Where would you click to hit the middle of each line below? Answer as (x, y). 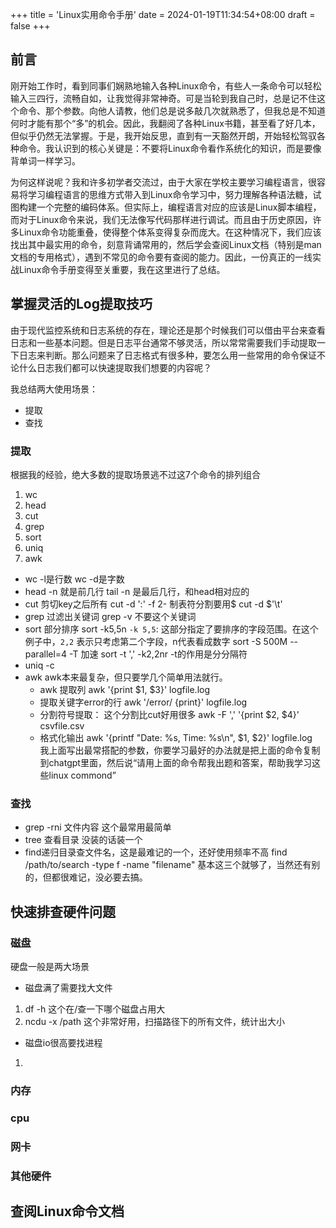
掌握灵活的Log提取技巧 (81, 304)
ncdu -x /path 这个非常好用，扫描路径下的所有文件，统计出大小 (154, 1021)
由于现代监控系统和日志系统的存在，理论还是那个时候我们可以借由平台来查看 (168, 330)
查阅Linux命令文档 (67, 1211)
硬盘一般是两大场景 (50, 966)
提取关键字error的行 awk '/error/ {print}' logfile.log (143, 702)
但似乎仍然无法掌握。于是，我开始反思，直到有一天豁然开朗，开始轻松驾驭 (163, 135)
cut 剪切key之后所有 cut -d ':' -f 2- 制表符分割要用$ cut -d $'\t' (153, 604)
